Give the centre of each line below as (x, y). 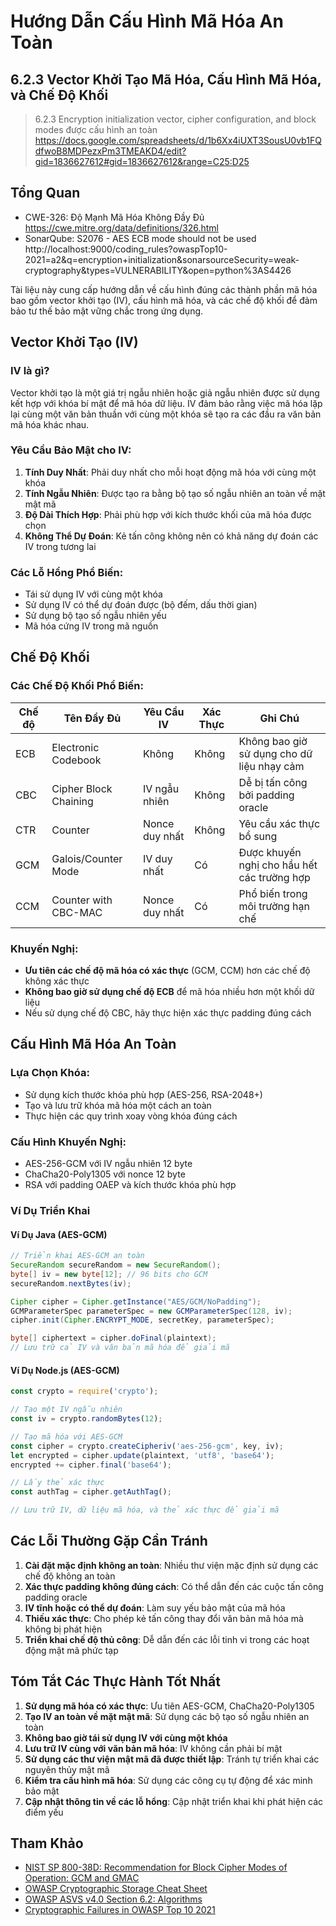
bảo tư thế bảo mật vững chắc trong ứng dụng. (107, 311)
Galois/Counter (87, 858)
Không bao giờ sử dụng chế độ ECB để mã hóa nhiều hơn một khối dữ (169, 992)
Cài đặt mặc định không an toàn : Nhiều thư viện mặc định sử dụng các (171, 1565)
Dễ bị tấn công (273, 782)
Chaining (72, 801)
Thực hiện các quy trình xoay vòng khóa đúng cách (131, 1116)
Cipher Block (82, 788)
